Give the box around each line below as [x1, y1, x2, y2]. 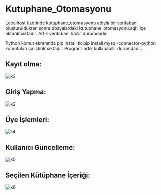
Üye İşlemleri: [5, 115, 49, 124]
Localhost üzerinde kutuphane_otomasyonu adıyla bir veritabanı [5, 20, 138, 26]
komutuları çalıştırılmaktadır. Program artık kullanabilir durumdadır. [5, 45, 142, 51]
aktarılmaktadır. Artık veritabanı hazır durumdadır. [5, 30, 108, 36]
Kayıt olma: [5, 60, 42, 68]
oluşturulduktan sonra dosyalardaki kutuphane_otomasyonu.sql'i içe [5, 25, 146, 31]
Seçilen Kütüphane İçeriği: [5, 171, 90, 179]
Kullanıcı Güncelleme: [5, 143, 75, 152]
